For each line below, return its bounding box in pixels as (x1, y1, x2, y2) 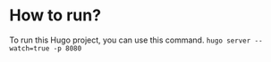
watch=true (9, 43, 50, 53)
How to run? (9, 5, 101, 26)
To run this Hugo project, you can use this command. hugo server (9, 35, 251, 45)
